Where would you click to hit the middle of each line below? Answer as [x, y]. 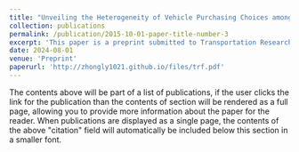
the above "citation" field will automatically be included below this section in [149, 130]
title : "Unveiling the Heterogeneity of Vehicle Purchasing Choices [139, 17]
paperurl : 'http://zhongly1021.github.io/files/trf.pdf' [117, 68]
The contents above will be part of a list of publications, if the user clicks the [149, 92]
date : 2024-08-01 [41, 51]
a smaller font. [36, 140]
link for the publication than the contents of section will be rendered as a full [149, 101]
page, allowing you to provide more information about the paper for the [139, 111]
